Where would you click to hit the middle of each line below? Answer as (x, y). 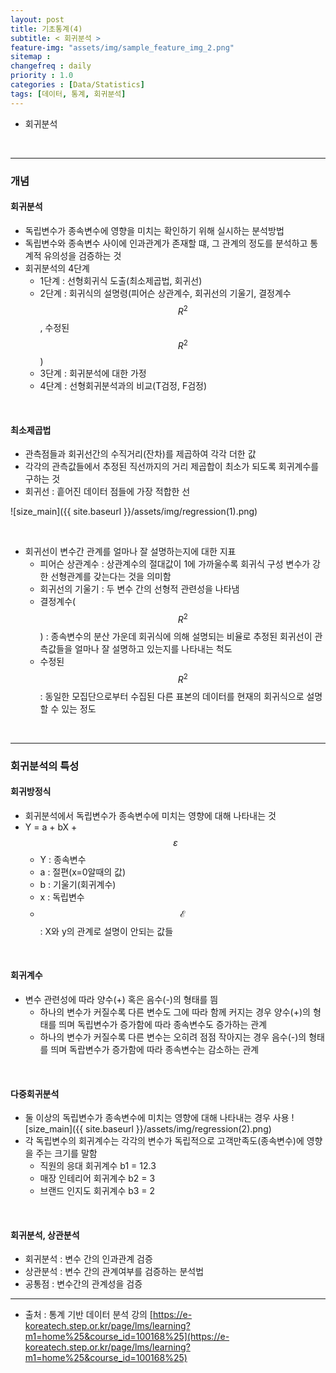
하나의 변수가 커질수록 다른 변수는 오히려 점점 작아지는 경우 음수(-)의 (173, 1037)
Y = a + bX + (51, 827)
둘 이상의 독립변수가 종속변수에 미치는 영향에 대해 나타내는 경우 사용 (157, 1118)
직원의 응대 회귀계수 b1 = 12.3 (98, 1166)
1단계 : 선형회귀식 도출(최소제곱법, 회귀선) (121, 280)
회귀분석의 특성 (45, 766)
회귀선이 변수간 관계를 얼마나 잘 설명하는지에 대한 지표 (130, 552)
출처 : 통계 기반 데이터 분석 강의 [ (88, 1315)
